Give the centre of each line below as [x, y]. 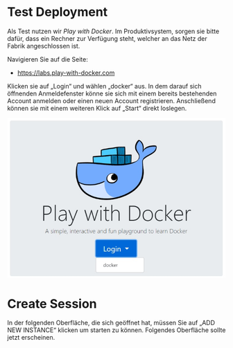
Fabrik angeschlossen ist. [44, 46]
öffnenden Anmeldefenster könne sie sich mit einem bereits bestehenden [112, 93]
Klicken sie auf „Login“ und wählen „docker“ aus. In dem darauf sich [105, 86]
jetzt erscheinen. [31, 338]
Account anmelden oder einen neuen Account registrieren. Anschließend [112, 100]
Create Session [52, 303]
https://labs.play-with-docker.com [66, 73]
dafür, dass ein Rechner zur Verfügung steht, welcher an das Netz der [107, 38]
